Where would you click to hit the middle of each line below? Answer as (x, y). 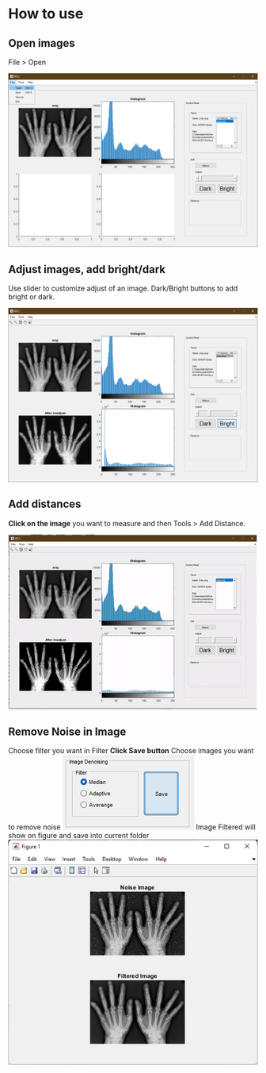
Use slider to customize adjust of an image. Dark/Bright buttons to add (123, 288)
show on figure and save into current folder (79, 836)
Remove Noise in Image (67, 731)
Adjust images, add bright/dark (87, 269)
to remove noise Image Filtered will (132, 827)
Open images (42, 43)
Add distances (45, 504)
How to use (46, 14)
